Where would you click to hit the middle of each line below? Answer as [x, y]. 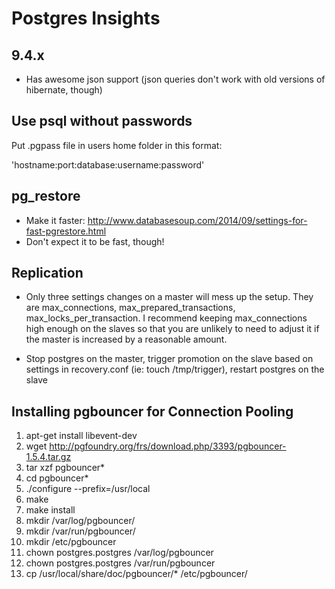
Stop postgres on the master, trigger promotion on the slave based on [169, 359]
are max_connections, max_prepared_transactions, [130, 308]
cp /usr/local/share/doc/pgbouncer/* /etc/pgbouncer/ [136, 574]
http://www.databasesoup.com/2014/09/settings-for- [197, 220]
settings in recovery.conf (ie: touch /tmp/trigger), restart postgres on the [175, 369]
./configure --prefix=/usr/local [88, 489]
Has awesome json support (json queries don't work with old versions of [175, 79]
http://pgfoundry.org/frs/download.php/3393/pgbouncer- [168, 446]
